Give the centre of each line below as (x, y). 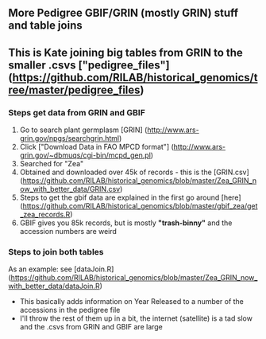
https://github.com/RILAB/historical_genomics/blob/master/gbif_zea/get (140, 206)
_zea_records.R (45, 215)
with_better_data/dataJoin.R (54, 286)
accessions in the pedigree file (70, 310)
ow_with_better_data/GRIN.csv (70, 189)
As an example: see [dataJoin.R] (61, 269)
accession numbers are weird (68, 232)
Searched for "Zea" (52, 164)
